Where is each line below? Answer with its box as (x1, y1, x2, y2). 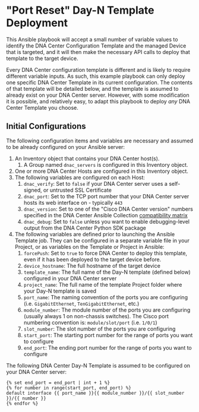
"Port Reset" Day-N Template (6, 4, 154, 17)
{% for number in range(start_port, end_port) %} (6, 385, 132, 391)
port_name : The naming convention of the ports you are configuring (23, 293, 188, 300)
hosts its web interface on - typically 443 (23, 199, 123, 206)
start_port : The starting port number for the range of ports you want (23, 331, 193, 338)
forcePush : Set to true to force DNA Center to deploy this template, (23, 249, 188, 256)
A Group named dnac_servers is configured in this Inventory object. (23, 161, 188, 168)
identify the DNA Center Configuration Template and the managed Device (6, 42, 187, 49)
